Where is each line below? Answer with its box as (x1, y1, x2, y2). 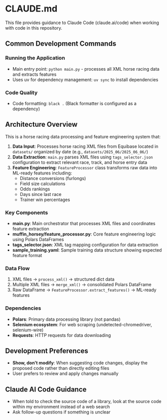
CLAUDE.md (5, 3, 58, 15)
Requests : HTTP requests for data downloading (12, 332, 111, 338)
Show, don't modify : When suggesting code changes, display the (12, 360, 148, 366)
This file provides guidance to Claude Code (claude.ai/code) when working (5, 20, 160, 26)
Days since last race (19, 191, 62, 197)
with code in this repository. (5, 25, 62, 31)
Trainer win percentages (19, 196, 70, 202)
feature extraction (12, 226, 49, 232)
